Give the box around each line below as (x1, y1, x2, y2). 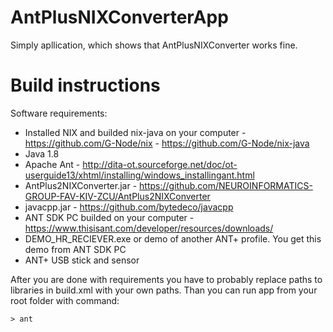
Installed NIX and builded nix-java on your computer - (24, 126, 247, 138)
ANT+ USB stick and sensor (24, 254, 140, 266)
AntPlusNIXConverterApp (10, 6, 229, 29)
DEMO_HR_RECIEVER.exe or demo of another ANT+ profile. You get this (24, 232, 322, 245)
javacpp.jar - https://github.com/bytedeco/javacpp (24, 201, 234, 213)
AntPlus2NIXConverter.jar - (24, 179, 138, 191)
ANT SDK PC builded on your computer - (24, 211, 195, 223)
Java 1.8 (24, 147, 60, 160)
